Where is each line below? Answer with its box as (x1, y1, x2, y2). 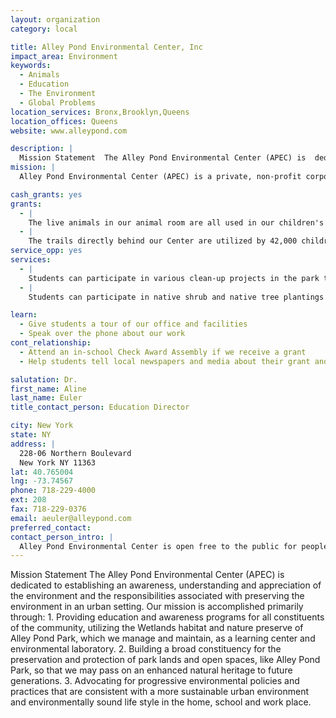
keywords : (10, 61, 52, 71)
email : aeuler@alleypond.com (10, 513, 132, 523)
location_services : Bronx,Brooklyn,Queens (10, 107, 190, 117)
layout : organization (10, 14, 101, 25)
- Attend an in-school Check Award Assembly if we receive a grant (19, 347, 307, 357)
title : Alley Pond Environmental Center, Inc (10, 42, 203, 52)
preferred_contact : (10, 522, 92, 533)
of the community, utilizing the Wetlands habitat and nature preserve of (10, 622, 304, 634)
